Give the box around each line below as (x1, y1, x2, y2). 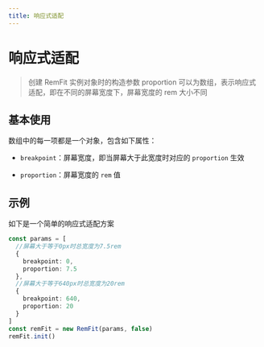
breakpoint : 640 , (23, 295, 81, 303)
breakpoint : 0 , (23, 257, 74, 266)
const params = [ (8, 235, 67, 243)
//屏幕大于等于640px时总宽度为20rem (15, 279, 126, 288)
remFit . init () (8, 332, 56, 341)
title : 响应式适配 (8, 11, 64, 20)
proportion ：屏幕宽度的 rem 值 (19, 170, 121, 180)
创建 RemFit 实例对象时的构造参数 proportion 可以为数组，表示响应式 (27, 77, 257, 87)
